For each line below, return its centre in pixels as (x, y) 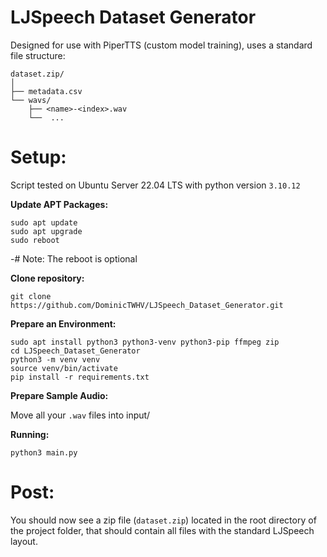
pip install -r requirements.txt (80, 377)
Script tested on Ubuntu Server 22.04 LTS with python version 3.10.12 (155, 185)
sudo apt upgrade (46, 231)
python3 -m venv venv (55, 359)
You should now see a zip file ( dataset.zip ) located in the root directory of (163, 520)
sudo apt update (44, 222)
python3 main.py (44, 452)
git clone (31, 296)
